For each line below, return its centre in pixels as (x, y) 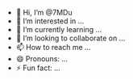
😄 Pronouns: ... (42, 59)
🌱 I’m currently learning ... (59, 29)
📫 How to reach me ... (53, 47)
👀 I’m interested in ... (50, 21)
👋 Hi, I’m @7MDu (44, 12)
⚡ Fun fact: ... (38, 68)
